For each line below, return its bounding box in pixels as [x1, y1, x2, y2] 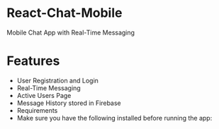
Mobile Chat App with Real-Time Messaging [6, 28, 135, 37]
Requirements [16, 106, 58, 114]
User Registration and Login [16, 76, 99, 85]
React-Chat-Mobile [6, 5, 123, 21]
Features [6, 53, 60, 69]
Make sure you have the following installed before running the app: [16, 113, 213, 122]
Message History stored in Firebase [16, 99, 121, 107]
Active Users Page [16, 91, 72, 99]
